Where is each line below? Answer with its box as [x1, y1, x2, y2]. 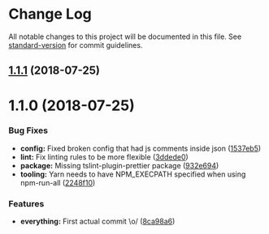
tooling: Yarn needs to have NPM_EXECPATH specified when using [20, 169, 246, 179]
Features [8, 198, 45, 209]
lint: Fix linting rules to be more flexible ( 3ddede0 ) [20, 151, 189, 162]
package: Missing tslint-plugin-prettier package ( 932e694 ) [20, 160, 219, 170]
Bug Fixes [8, 125, 49, 136]
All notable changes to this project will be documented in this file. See [8, 32, 242, 41]
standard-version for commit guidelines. [8, 40, 143, 49]
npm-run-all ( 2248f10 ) [20, 177, 96, 187]
